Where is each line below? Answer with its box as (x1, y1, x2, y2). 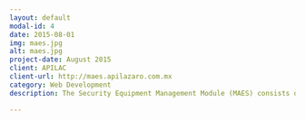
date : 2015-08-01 (9, 30, 75, 39)
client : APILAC (9, 64, 67, 73)
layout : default (9, 13, 71, 23)
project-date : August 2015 (9, 55, 112, 64)
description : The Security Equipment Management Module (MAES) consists (9, 88, 290, 97)
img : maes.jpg (9, 38, 64, 48)
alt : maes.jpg (9, 47, 64, 56)
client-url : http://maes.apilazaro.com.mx (9, 72, 172, 81)
